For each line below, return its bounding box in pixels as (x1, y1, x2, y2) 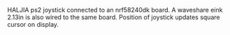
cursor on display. (7, 21, 59, 28)
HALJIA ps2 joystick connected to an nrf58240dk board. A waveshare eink (7, 6, 223, 14)
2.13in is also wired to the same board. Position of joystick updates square (7, 13, 220, 21)
